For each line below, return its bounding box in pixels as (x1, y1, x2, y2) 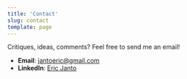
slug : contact (7, 17, 50, 24)
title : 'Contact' (7, 10, 59, 18)
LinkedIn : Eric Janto (17, 64, 76, 73)
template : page (7, 23, 52, 30)
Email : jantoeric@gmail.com (17, 56, 100, 65)
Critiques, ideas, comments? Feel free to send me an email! (7, 43, 181, 51)
